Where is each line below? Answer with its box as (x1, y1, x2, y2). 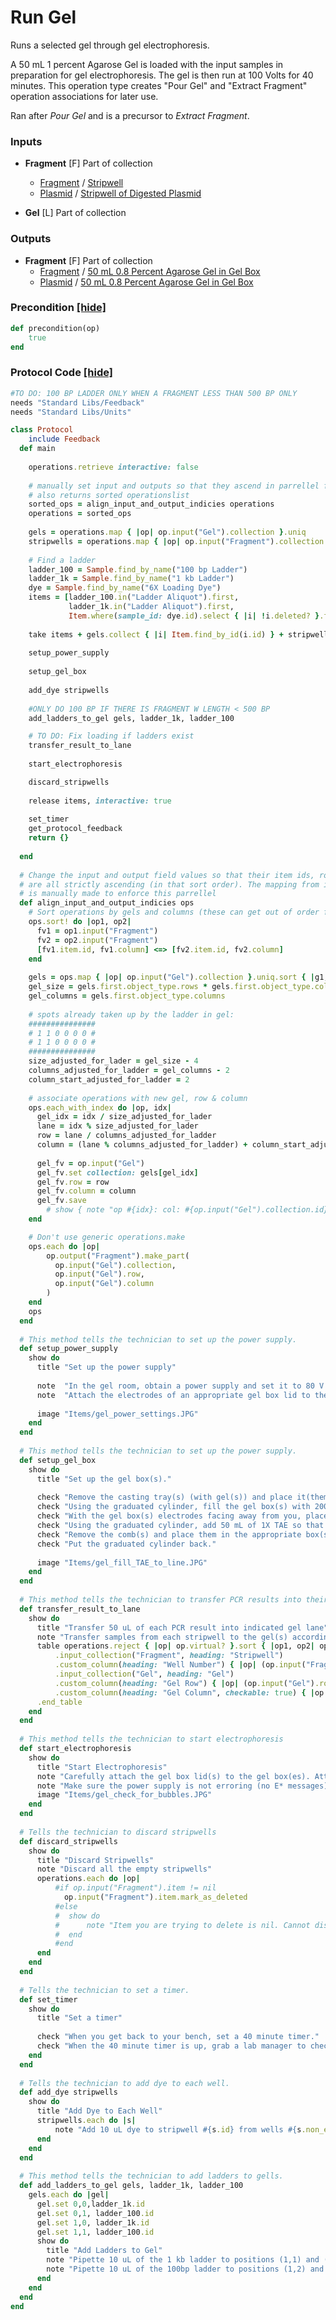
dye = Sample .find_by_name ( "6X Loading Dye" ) (28, 583, 222, 593)
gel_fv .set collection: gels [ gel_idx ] (36, 1167, 199, 1178)
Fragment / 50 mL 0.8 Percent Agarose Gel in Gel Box (39, 265, 261, 277)
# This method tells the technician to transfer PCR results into (19, 1595, 302, 1605)
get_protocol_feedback (28, 824, 123, 834)
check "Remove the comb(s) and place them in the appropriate (36, 1529, 302, 1540)
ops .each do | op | (28, 1241, 101, 1251)
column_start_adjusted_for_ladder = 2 (28, 1074, 190, 1085)
